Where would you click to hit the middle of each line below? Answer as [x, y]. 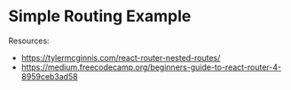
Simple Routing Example [100, 16]
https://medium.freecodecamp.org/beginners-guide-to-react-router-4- [151, 67]
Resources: [29, 41]
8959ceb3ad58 [49, 76]
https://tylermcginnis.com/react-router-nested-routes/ [121, 57]
